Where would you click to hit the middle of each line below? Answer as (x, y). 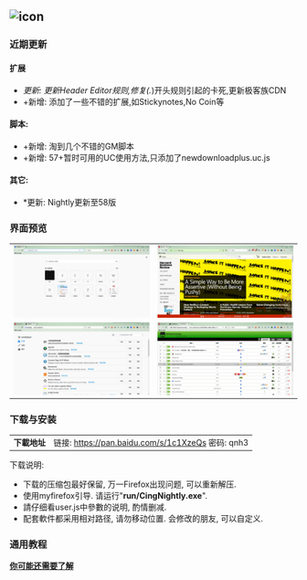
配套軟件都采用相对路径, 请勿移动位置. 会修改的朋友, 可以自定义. (143, 518)
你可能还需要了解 (42, 565)
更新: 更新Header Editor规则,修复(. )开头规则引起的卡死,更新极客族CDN (154, 90)
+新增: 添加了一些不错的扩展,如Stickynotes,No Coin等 (123, 101)
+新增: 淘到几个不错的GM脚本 (79, 146)
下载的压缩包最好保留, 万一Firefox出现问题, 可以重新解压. (130, 484)
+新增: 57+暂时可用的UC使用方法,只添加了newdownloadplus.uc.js (147, 157)
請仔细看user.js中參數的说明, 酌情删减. (95, 507)
